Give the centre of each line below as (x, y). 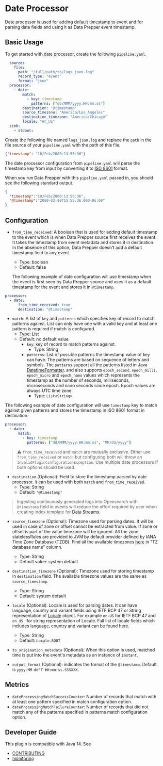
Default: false (33, 267)
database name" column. (37, 547)
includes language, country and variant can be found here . (71, 626)
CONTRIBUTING (28, 753)
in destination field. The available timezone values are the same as (79, 576)
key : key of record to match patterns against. (71, 344)
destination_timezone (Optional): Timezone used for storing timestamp (83, 571)
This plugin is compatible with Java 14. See (48, 744)
